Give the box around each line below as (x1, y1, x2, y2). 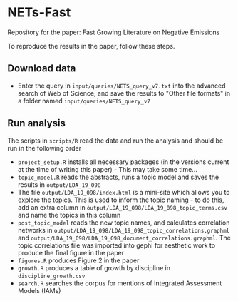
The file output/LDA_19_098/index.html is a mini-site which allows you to (17, 188, 230, 196)
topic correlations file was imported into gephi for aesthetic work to (17, 240, 216, 250)
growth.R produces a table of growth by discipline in (17, 263, 171, 272)
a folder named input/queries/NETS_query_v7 (17, 96, 151, 105)
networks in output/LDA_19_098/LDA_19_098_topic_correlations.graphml (17, 225, 230, 234)
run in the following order (7, 143, 82, 152)
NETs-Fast (7, 4, 71, 21)
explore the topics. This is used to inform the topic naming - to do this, (17, 195, 224, 204)
